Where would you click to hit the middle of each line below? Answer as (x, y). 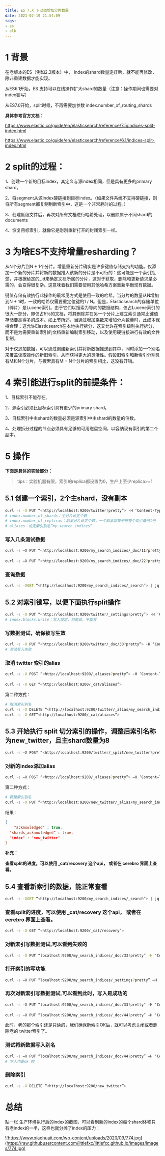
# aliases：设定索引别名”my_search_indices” (49, 526)
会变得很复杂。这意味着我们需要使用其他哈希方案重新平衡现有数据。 (87, 284)
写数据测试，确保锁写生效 (35, 633)
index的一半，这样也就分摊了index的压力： (57, 1128)
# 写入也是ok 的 (20, 1061)
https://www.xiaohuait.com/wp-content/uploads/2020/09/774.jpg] (75, 1138)
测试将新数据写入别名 (30, 1045)
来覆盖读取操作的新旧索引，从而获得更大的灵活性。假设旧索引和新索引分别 (80, 355)
